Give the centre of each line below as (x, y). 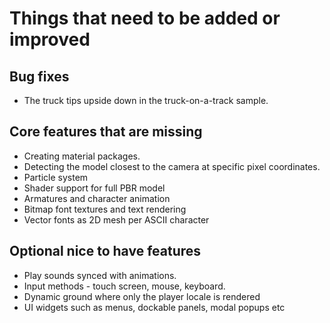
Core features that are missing (106, 132)
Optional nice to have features (105, 251)
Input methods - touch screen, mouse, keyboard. (124, 286)
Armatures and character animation (97, 198)
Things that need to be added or (145, 18)
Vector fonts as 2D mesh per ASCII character (116, 219)
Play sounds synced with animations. (100, 275)
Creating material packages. (82, 156)
